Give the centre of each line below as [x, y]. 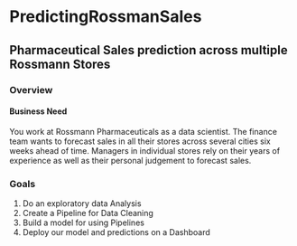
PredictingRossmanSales [106, 17]
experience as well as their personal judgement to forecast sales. [130, 160]
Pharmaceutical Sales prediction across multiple [148, 50]
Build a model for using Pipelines [83, 222]
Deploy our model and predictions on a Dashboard [116, 232]
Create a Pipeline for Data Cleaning [88, 213]
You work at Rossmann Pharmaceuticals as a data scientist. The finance [144, 131]
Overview [31, 90]
